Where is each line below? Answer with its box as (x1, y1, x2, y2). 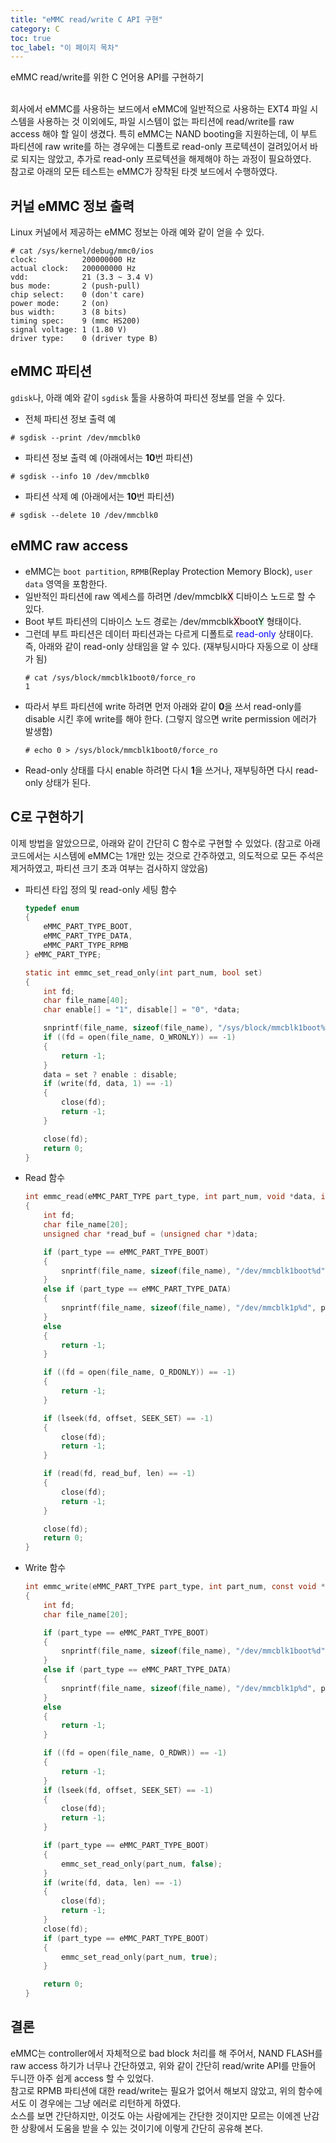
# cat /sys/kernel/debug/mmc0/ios (10, 246, 155, 256)
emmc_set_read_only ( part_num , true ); (61, 1952, 218, 1962)
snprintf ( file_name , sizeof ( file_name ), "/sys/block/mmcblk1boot (43, 1023, 322, 1033)
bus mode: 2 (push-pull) (10, 281, 141, 291)
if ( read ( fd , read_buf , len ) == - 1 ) (43, 1469, 197, 1479)
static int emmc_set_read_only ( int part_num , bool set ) (24, 967, 263, 978)
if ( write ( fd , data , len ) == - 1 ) (43, 1877, 183, 1888)
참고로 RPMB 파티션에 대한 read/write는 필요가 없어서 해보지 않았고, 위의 (10, 2084, 297, 2096)
